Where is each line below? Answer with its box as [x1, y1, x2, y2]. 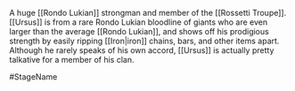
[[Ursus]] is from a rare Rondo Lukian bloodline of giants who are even [9, 17, 268, 27]
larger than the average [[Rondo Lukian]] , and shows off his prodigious [9, 27, 269, 36]
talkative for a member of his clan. [9, 55, 135, 64]
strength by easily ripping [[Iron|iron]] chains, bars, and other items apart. [9, 35, 280, 46]
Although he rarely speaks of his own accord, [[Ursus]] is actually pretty [9, 45, 275, 56]
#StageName [9, 72, 58, 82]
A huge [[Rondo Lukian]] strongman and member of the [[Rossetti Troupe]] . [9, 8, 287, 18]
